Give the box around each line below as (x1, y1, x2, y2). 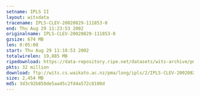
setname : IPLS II (6, 8, 49, 15)
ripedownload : (6, 58, 42, 64)
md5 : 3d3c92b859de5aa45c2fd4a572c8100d (6, 81, 105, 87)
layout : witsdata (6, 14, 49, 20)
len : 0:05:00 (6, 42, 39, 48)
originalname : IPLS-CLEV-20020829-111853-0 (6, 31, 116, 37)
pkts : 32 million (6, 64, 49, 70)
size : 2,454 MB (6, 75, 44, 81)
